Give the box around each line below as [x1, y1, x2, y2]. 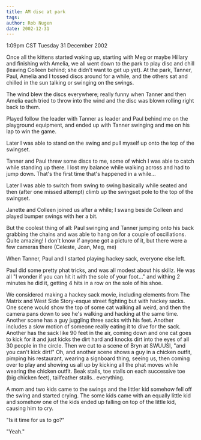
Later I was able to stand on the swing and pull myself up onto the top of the [6, 139, 195, 147]
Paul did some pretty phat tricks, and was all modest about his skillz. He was [6, 267, 196, 274]
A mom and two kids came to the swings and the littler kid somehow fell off [6, 385, 192, 393]
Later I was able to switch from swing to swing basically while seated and [6, 182, 188, 189]
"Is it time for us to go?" [6, 417, 65, 424]
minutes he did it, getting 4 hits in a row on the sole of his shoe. [6, 280, 163, 287]
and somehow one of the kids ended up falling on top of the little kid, [6, 399, 176, 406]
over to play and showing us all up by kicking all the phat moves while [6, 361, 179, 369]
